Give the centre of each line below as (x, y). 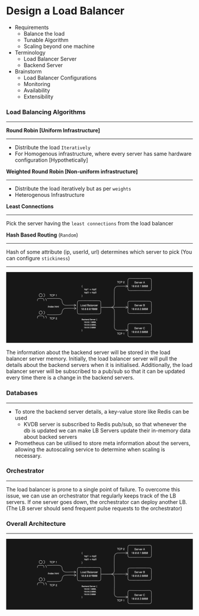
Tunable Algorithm (46, 40)
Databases (22, 393)
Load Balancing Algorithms (46, 112)
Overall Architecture (36, 524)
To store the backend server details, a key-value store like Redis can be (102, 411)
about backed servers (50, 436)
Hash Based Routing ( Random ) (42, 235)
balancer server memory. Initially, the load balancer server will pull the (92, 359)
